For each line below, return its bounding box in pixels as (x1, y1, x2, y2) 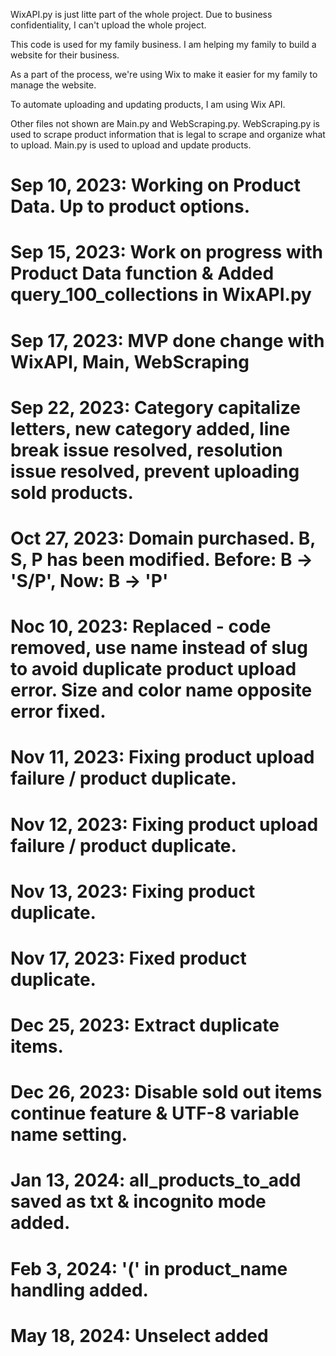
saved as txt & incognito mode (10, 1190, 267, 1213)
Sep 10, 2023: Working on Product (10, 174, 302, 197)
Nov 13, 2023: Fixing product (10, 880, 256, 903)
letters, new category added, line (10, 417, 291, 440)
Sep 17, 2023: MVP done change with (10, 329, 325, 352)
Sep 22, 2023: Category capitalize (10, 396, 301, 419)
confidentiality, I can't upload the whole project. (10, 19, 207, 31)
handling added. (10, 1279, 149, 1301)
